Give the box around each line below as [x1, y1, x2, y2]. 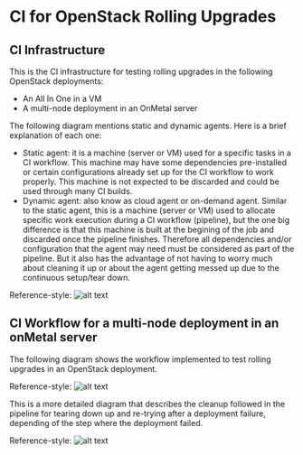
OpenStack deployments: [9, 76, 104, 87]
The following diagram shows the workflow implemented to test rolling [9, 354, 271, 365]
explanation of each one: [9, 130, 102, 141]
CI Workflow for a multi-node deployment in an [9, 316, 279, 331]
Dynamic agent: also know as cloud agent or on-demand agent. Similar [22, 196, 288, 206]
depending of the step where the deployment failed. [9, 417, 204, 428]
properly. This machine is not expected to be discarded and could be [22, 176, 280, 187]
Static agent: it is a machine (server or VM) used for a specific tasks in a [22, 147, 292, 158]
